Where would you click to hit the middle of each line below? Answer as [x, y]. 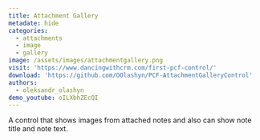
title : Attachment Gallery [53, 16]
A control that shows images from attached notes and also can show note [130, 120]
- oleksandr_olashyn [50, 90]
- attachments [39, 38]
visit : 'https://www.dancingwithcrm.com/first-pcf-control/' [113, 68]
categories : [28, 30]
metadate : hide [34, 23]
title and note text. [38, 129]
